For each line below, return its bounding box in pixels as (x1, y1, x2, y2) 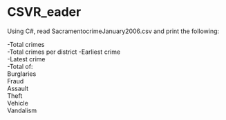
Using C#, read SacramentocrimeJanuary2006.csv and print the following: (7, 27, 220, 35)
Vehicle (7, 99, 29, 107)
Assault (7, 84, 29, 92)
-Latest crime (7, 54, 46, 63)
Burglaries (7, 70, 37, 78)
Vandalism (7, 106, 37, 114)
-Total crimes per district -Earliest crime (7, 48, 121, 56)
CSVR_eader (7, 4, 82, 20)
